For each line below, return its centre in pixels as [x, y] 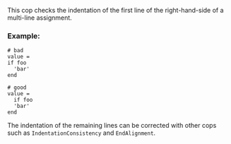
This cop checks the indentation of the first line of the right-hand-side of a [115, 10]
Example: [24, 36]
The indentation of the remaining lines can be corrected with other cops [112, 126]
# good [17, 88]
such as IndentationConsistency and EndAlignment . [82, 133]
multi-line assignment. [40, 18]
